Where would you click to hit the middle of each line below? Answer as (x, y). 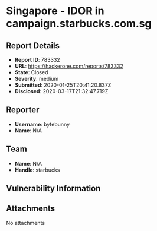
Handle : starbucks (37, 170)
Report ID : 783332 (37, 60)
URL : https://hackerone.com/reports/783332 (69, 66)
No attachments (26, 223)
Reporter (23, 110)
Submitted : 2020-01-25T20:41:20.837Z (63, 85)
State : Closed (31, 72)
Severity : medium (37, 79)
